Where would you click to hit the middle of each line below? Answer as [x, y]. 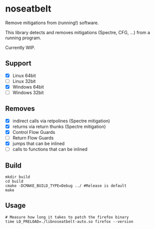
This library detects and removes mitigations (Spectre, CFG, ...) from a [78, 32]
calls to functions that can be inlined [50, 149]
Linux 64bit [24, 75]
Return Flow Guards [33, 138]
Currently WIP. [20, 47]
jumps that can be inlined [39, 143]
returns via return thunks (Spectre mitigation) [59, 126]
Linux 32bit [24, 81]
